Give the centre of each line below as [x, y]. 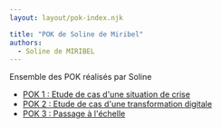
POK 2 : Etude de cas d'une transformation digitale [117, 104]
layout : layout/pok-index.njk [67, 18]
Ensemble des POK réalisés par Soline [81, 77]
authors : [26, 43]
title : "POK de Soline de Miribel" [77, 34]
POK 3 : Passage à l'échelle [74, 113]
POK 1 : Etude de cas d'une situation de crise [106, 94]
